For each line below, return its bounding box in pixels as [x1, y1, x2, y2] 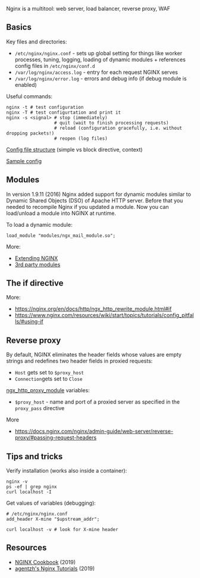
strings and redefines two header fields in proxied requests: [6, 357, 153, 365]
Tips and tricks [6, 451, 63, 461]
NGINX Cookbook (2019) [14, 558, 76, 565]
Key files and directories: [6, 38, 67, 45]
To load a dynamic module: [6, 221, 73, 228]
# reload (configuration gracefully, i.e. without [54, 125, 183, 131]
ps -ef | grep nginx [6, 484, 58, 490]
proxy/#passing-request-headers [14, 434, 97, 441]
